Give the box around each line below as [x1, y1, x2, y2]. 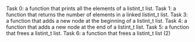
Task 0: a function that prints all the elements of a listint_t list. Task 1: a [6, 5, 176, 12]
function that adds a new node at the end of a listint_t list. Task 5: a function [6, 23, 190, 30]
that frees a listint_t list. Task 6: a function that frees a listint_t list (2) [6, 30, 171, 37]
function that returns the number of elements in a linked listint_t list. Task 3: [6, 11, 188, 18]
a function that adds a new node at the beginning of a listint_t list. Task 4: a [6, 17, 187, 24]
